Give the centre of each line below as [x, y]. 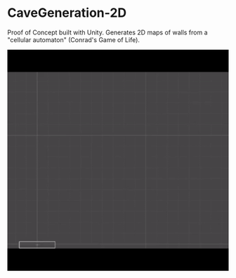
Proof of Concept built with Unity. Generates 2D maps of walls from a [108, 32]
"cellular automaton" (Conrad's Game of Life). [74, 39]
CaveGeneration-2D [67, 13]
